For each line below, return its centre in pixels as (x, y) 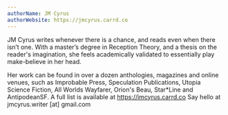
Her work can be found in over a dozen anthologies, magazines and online (113, 75)
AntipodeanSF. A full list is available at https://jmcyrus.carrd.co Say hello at (114, 96)
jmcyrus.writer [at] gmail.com (49, 104)
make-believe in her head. (44, 61)
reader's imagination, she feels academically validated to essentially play (111, 54)
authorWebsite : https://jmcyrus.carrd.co (68, 20)
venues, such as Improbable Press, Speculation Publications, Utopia (104, 82)
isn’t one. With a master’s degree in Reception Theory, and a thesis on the (112, 47)
